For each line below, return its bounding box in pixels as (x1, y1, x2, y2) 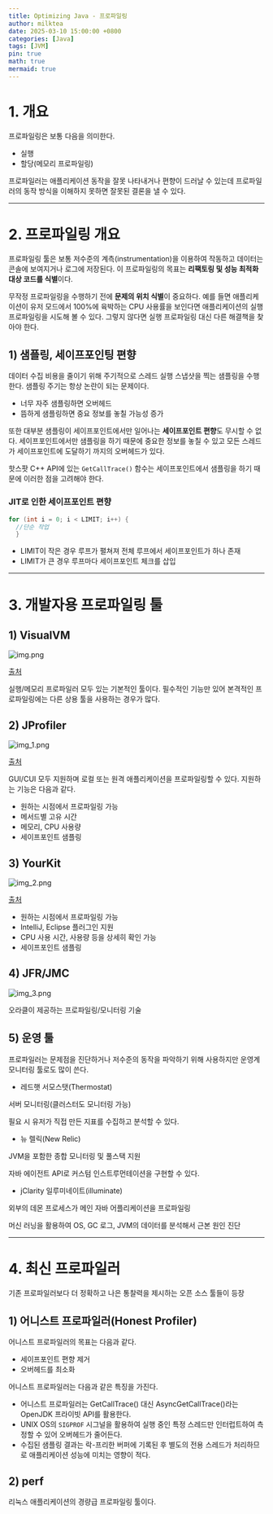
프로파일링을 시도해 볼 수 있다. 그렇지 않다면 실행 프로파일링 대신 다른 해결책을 (8, 311, 256, 322)
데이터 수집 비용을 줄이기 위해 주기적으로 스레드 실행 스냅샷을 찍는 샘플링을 (8, 371, 245, 381)
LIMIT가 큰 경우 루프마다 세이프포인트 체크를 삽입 (19, 556, 176, 566)
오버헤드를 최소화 (19, 1365, 76, 1375)
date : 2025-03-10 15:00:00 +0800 (8, 27, 122, 35)
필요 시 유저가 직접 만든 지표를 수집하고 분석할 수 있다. (8, 1117, 180, 1126)
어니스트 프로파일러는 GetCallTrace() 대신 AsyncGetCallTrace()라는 (19, 1399, 239, 1409)
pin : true (8, 50, 42, 58)
